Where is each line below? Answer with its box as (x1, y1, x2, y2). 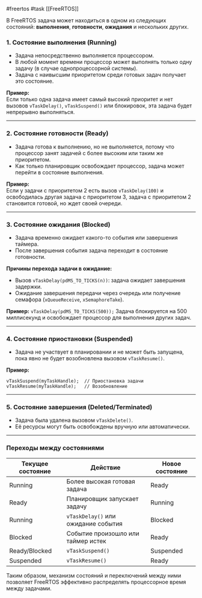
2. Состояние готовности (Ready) (6, 129, 109, 138)
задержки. (14, 283, 42, 290)
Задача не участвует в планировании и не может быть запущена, (14, 348, 185, 355)
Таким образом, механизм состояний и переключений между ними (6, 571, 182, 579)
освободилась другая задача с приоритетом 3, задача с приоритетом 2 (6, 193, 191, 200)
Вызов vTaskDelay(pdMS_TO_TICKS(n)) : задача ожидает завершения (14, 276, 186, 284)
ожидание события (66, 519, 123, 527)
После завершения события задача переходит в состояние (14, 247, 168, 254)
